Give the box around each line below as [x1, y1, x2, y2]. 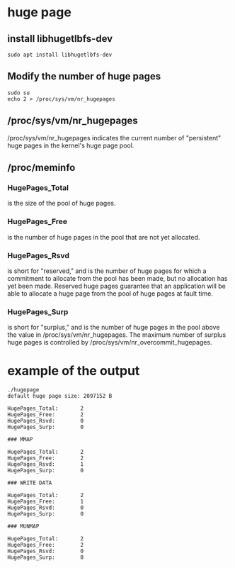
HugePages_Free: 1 [7, 498, 84, 506]
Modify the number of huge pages [7, 70, 161, 82]
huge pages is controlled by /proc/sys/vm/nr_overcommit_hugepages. [7, 338, 212, 347]
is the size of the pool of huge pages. [7, 199, 116, 208]
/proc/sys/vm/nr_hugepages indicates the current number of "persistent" [7, 133, 222, 142]
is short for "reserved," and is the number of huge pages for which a [7, 267, 207, 275]
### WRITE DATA [7, 479, 52, 486]
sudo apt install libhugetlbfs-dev [7, 51, 113, 58]
